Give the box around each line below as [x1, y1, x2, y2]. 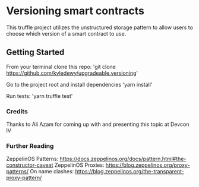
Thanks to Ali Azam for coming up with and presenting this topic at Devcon [6, 121, 189, 128]
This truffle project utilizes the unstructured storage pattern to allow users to [6, 24, 193, 31]
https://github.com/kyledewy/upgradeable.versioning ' [6, 69, 138, 77]
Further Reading [6, 141, 54, 150]
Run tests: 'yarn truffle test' [6, 92, 73, 99]
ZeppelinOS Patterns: [6, 156, 59, 163]
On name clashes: [29, 168, 74, 175]
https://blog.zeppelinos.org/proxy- [105, 161, 190, 169]
